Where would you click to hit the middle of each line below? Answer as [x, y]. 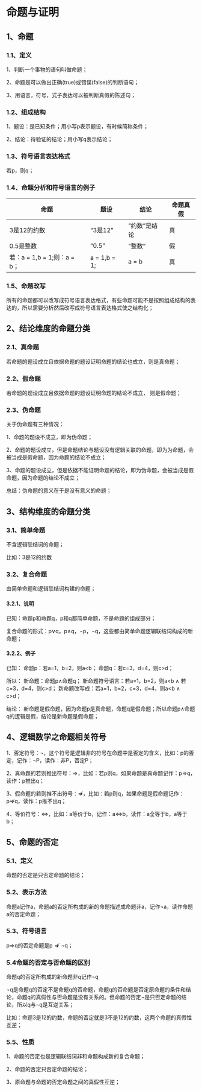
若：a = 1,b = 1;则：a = [42, 257]
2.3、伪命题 [23, 410]
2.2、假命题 [23, 379]
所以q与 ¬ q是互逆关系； [45, 1005]
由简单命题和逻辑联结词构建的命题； [51, 589]
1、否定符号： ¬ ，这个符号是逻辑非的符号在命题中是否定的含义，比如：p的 [98, 753]
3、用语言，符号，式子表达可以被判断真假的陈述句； [71, 95]
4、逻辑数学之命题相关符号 [57, 737]
